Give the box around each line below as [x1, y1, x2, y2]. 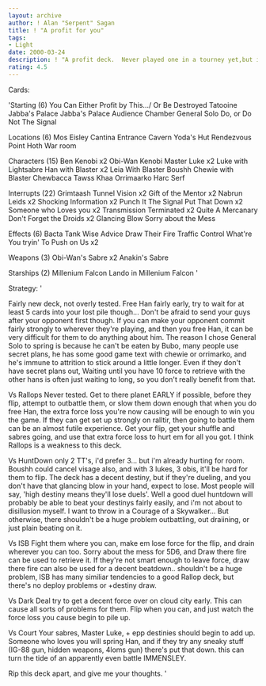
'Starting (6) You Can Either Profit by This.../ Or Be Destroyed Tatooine [8, 100, 237, 109]
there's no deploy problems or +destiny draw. [8, 580, 157, 590]
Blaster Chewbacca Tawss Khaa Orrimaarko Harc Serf [8, 173, 185, 182]
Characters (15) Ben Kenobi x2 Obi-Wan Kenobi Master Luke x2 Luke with [8, 156, 249, 166]
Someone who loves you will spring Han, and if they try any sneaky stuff [8, 636, 244, 646]
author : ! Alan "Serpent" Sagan [8, 19, 115, 27]
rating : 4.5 [8, 63, 47, 71]
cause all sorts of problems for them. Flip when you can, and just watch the [8, 604, 254, 614]
